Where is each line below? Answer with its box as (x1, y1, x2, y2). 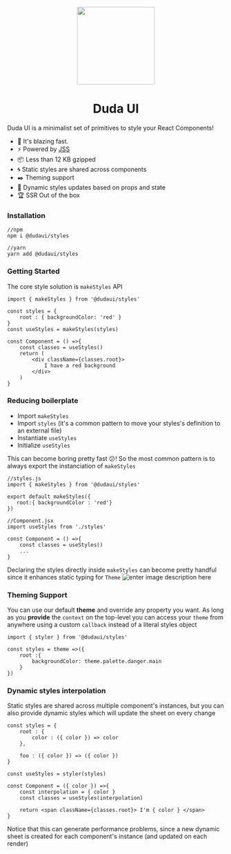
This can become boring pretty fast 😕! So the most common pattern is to (7, 454, 215, 462)
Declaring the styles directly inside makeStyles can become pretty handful (7, 566, 217, 574)
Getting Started (7, 266, 60, 276)
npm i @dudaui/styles (7, 232, 70, 239)
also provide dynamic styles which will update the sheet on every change (7, 709, 216, 717)
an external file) (17, 426, 62, 435)
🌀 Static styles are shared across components (17, 165, 147, 173)
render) (7, 840, 29, 848)
